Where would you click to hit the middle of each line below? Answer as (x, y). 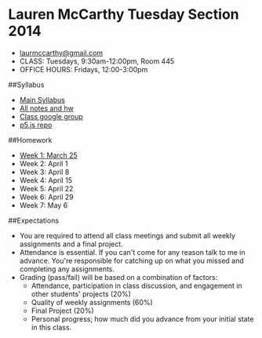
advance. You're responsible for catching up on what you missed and (132, 260)
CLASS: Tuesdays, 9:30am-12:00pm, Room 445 (97, 61)
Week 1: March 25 (49, 155)
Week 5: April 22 (46, 188)
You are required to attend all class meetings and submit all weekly (127, 235)
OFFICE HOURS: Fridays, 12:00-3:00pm (84, 69)
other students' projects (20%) (81, 294)
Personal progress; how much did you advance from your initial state (142, 318)
